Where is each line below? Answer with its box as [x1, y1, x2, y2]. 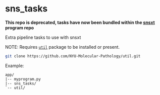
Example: [5, 63, 24, 69]
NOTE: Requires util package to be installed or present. [5, 44, 120, 50]
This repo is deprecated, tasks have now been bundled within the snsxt [5, 19, 155, 25]
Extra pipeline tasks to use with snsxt [5, 34, 81, 40]
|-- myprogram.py [5, 77, 41, 82]
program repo [5, 24, 34, 30]
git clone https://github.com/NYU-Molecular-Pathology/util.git [5, 53, 141, 59]
